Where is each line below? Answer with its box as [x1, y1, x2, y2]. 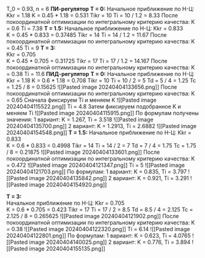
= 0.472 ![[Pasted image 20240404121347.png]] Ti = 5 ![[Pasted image [6, 162, 185, 169]
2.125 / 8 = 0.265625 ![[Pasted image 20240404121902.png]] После [6, 213, 179, 219]
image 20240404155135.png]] [29, 245, 106, 252]
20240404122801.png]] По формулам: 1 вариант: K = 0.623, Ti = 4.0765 [6, 232, 191, 239]
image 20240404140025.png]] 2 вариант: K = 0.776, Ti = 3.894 [29, 238, 191, 246]
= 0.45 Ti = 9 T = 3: [6, 44, 56, 51]
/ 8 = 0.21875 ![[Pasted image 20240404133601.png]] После [6, 148, 160, 156]
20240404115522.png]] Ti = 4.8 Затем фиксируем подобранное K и [6, 103, 182, 110]
